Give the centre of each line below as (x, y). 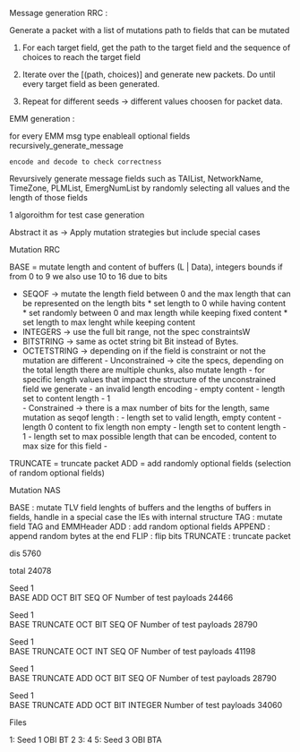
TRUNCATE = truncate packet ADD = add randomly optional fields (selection (150, 463)
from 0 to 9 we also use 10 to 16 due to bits (89, 276)
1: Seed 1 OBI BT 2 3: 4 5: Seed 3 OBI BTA (86, 739)
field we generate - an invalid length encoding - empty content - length (153, 389)
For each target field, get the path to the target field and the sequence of (156, 47)
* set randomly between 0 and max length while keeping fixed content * (155, 313)
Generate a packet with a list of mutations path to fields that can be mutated (150, 30)
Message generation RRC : (59, 13)
